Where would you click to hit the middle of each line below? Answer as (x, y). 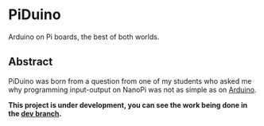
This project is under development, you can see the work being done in (128, 104)
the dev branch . (35, 113)
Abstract (31, 62)
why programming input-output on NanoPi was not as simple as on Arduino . (132, 89)
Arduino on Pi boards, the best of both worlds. (84, 37)
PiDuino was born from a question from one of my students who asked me (130, 81)
